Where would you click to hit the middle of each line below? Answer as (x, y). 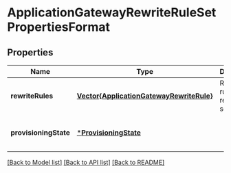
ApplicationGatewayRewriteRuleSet (112, 13)
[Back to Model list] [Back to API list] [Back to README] (86, 162)
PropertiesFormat (58, 27)
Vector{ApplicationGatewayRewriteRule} (145, 96)
